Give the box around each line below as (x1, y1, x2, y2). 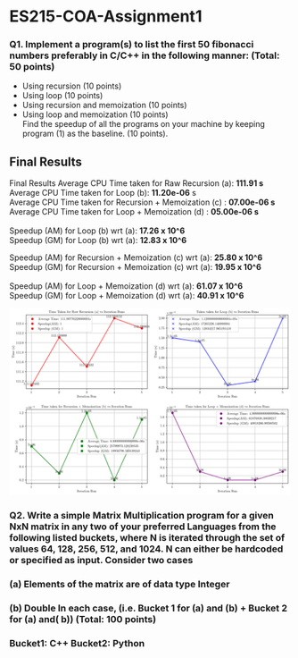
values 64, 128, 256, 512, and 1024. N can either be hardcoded (9, 543, 284, 555)
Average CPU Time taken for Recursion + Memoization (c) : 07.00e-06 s (9, 197, 276, 207)
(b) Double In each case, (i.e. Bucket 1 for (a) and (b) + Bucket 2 (9, 602, 288, 614)
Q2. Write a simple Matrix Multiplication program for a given (9, 509, 274, 521)
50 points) (9, 61, 55, 73)
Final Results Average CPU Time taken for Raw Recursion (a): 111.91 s (9, 178, 264, 189)
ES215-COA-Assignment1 (9, 6, 203, 27)
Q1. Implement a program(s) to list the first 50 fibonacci (9, 38, 254, 51)
